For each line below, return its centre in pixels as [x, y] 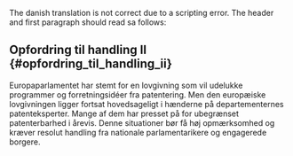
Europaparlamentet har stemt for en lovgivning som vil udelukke [126, 85]
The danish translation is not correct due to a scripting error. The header [142, 13]
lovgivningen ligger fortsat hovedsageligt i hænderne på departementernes [146, 104]
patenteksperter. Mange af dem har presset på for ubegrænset [124, 113]
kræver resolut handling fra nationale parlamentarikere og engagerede [138, 132]
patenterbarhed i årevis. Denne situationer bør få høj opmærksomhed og [142, 122]
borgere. [25, 142]
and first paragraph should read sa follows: [88, 22]
